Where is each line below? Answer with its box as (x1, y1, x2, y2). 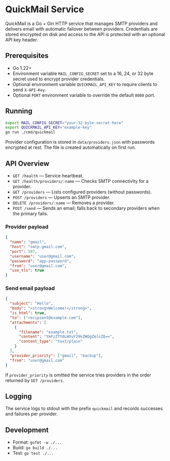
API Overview (5, 159, 50, 168)
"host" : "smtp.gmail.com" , (10, 245, 67, 250)
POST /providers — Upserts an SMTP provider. (12, 195, 111, 200)
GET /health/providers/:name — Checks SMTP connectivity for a (12, 178, 149, 184)
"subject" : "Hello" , (10, 301, 53, 306)
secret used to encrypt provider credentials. (12, 75, 105, 82)
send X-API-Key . (12, 87, 47, 93)
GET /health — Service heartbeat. (12, 173, 84, 179)
